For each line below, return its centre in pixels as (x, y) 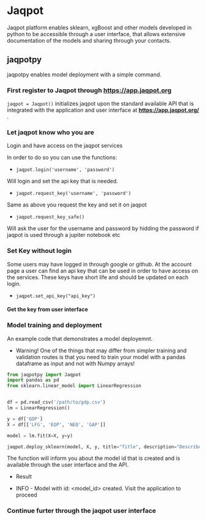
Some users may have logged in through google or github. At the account (99, 264)
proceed (26, 495)
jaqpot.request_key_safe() (50, 217)
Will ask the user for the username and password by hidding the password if (103, 228)
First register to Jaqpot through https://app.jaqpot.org (89, 90)
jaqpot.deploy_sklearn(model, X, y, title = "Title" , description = (92, 446)
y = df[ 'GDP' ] (25, 419)
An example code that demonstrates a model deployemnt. (80, 338)
